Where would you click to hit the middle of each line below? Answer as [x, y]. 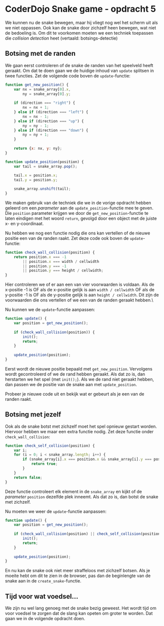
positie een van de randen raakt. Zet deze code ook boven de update [74, 238]
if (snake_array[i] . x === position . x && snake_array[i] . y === [87, 459]
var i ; [20, 450]
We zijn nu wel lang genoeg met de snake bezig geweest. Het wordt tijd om [81, 608]
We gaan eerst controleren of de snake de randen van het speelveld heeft [79, 65]
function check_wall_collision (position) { [50, 252]
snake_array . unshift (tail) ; [42, 189]
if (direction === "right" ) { [45, 103]
